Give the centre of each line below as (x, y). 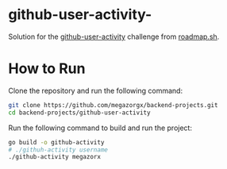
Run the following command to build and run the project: (100, 128)
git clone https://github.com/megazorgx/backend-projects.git (113, 105)
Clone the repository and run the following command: (96, 90)
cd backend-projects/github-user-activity (79, 113)
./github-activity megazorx (55, 157)
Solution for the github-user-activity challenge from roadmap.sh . (114, 36)
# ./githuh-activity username (58, 150)
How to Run (47, 69)
